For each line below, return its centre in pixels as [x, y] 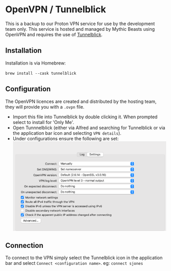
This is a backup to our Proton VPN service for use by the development [80, 24]
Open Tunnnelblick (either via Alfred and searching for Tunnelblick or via [89, 128]
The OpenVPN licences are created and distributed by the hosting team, [81, 101]
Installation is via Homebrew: [36, 63]
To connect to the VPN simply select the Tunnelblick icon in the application [84, 258]
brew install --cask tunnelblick [41, 73]
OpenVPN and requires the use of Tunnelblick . [54, 34]
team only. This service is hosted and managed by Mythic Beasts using [80, 29]
